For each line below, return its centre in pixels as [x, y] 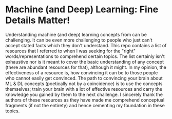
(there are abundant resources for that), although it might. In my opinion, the [86, 67]
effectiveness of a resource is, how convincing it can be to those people [82, 72]
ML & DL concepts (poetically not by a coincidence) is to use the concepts [84, 84]
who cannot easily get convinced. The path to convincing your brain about [84, 78]
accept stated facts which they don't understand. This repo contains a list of [86, 45]
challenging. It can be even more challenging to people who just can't [79, 40]
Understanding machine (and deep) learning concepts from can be [76, 34]
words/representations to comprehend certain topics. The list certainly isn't [85, 56]
